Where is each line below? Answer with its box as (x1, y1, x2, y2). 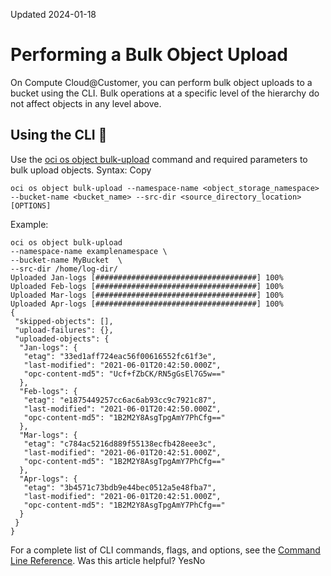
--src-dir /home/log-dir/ (10, 264, 118, 274)
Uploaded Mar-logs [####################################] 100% (10, 290, 284, 300)
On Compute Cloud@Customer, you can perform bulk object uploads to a (10, 76, 313, 88)
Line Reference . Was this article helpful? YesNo (10, 554, 206, 566)
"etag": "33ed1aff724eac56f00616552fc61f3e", (23, 351, 217, 361)
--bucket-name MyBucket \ (10, 255, 123, 265)
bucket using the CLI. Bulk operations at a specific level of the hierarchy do (10, 87, 320, 99)
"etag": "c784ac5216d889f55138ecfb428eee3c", (23, 439, 217, 449)
